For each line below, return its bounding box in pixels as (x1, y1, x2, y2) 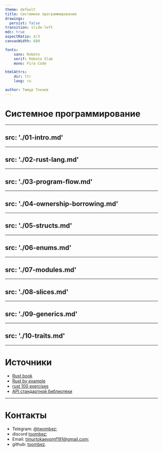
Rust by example (12, 378, 46, 384)
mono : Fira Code (14, 61, 47, 66)
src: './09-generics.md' (5, 310, 78, 318)
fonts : (5, 47, 18, 52)
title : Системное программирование (5, 12, 77, 16)
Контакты (5, 410, 47, 421)
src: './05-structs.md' (5, 221, 72, 230)
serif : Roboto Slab (14, 56, 53, 61)
